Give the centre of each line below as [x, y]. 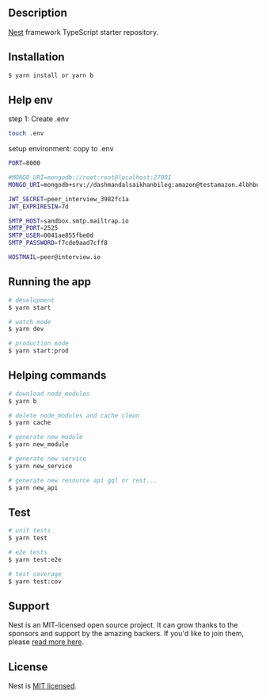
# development [32, 300]
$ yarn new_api [33, 488]
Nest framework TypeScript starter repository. [84, 32]
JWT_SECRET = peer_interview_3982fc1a [68, 199]
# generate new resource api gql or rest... [83, 480]
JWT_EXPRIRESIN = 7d [38, 206]
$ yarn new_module [38, 444]
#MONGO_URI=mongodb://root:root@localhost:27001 [90, 177]
